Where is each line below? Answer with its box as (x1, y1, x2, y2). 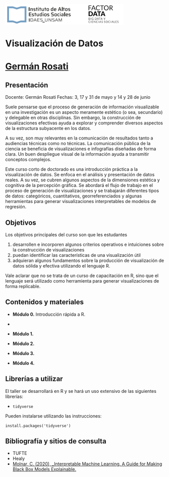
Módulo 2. (12, 340, 35, 347)
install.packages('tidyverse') (5, 423, 71, 428)
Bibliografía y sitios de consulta (5, 437, 107, 446)
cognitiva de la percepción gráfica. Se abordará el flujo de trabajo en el (5, 182, 153, 188)
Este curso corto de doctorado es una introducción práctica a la (5, 166, 138, 172)
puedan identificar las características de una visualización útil (12, 252, 141, 258)
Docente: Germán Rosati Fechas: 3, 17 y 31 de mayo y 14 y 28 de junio (5, 94, 150, 100)
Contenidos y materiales (5, 298, 84, 306)
